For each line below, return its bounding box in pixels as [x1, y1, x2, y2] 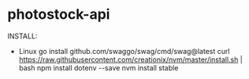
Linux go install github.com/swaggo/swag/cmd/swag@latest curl [18, 46, 230, 56]
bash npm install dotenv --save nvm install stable [18, 63, 179, 72]
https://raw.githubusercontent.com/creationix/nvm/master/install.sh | [18, 55, 243, 64]
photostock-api [7, 5, 110, 23]
